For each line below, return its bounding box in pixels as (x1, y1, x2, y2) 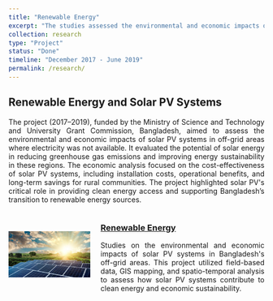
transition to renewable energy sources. (8, 195, 142, 204)
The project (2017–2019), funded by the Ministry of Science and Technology (8, 117, 265, 127)
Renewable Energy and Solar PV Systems (8, 96, 222, 110)
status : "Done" (8, 47, 60, 56)
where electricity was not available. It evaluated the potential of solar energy (8, 143, 265, 153)
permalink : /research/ (8, 65, 85, 73)
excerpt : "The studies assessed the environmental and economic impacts (8, 21, 260, 30)
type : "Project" (8, 39, 63, 47)
